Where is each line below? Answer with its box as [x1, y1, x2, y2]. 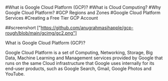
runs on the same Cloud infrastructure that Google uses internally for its [5, 60, 155, 66]
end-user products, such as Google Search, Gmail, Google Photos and [5, 65, 152, 71]
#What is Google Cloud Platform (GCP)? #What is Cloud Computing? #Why [5, 5, 161, 10]
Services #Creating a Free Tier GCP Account [5, 15, 98, 21]
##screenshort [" [5, 25, 41, 31]
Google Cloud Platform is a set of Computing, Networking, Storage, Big [5, 50, 153, 55]
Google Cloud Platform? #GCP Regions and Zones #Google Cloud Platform [5, 10, 160, 16]
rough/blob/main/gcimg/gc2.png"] [5, 30, 77, 36]
